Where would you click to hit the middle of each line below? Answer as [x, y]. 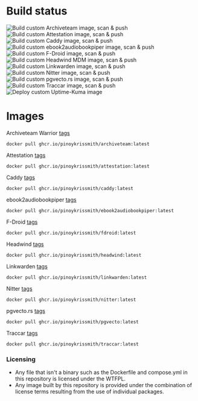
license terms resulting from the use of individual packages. [89, 392]
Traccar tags [22, 333]
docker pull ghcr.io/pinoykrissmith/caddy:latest [70, 188]
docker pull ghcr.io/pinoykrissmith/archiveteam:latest [78, 144]
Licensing [21, 359]
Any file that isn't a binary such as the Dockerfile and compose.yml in [101, 373]
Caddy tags [21, 177]
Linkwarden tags [27, 266]
